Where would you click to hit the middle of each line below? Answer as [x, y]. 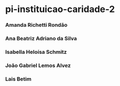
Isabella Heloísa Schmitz [36, 52]
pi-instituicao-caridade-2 [60, 9]
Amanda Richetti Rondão [36, 25]
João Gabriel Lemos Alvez [38, 65]
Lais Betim [18, 79]
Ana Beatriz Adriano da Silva [41, 39]
